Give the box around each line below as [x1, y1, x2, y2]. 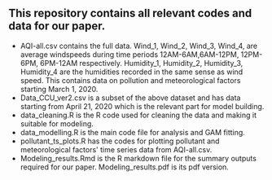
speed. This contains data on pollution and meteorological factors [20, 75, 241, 85]
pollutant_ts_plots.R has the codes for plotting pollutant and [20, 136, 220, 146]
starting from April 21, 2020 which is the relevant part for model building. [20, 101, 265, 111]
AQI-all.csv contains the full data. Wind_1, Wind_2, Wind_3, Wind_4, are [20, 41, 258, 50]
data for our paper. [8, 20, 106, 33]
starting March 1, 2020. [20, 84, 99, 94]
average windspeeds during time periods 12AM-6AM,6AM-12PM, [20, 49, 239, 59]
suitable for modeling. [20, 118, 94, 129]
